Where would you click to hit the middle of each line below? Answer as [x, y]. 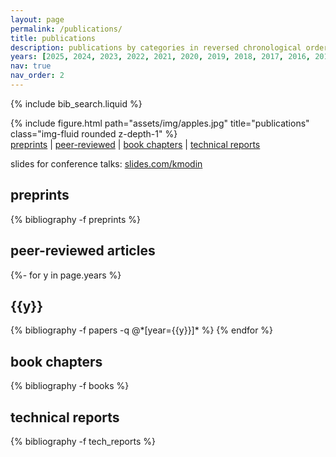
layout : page [37, 19]
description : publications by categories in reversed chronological [156, 47]
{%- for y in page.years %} [66, 275]
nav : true [31, 66]
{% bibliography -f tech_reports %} [83, 441]
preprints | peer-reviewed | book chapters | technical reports [135, 144]
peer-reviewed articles [83, 251]
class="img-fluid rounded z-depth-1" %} [94, 133]
